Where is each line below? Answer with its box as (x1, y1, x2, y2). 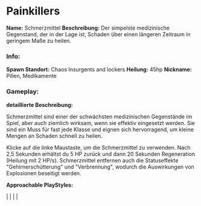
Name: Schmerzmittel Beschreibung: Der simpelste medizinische (6, 24, 170, 31)
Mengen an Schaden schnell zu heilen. (6, 132, 103, 140)
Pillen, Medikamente (6, 72, 57, 80)
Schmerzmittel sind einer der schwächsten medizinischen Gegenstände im (6, 113, 193, 120)
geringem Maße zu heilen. (6, 37, 71, 44)
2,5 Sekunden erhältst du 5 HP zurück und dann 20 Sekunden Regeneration (6, 150, 195, 158)
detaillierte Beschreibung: (6, 101, 74, 108)
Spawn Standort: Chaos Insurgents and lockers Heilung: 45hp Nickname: (6, 66, 192, 73)
